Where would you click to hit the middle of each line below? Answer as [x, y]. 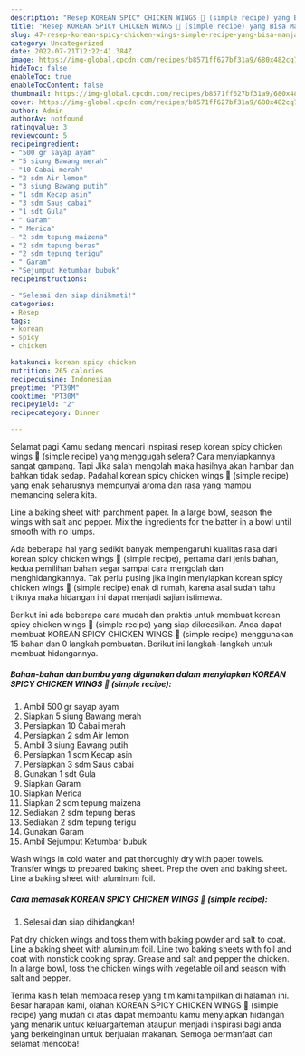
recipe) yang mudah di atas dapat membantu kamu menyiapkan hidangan [148, 1014]
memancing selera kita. [54, 494]
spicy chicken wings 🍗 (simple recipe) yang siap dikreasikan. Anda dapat [146, 625]
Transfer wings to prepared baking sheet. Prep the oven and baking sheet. [149, 868]
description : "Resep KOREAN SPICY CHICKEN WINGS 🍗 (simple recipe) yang [150, 18]
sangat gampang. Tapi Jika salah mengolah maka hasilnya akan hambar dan [152, 466]
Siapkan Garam [52, 783]
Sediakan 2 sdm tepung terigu [80, 822]
